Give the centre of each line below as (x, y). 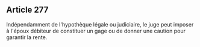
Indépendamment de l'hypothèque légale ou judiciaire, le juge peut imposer (100, 24)
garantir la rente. (27, 37)
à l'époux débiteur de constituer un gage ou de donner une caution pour (96, 31)
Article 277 (27, 10)
